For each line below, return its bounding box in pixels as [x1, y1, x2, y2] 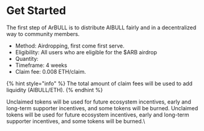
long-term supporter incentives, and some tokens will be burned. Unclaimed [6, 104, 199, 112]
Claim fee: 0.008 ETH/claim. [15, 68, 87, 75]
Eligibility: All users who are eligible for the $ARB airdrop [15, 48, 158, 55]
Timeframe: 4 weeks [15, 62, 67, 69]
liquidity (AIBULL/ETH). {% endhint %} [6, 86, 103, 93]
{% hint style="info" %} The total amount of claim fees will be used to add [6, 80, 193, 87]
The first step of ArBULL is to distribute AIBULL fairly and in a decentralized [6, 24, 197, 31]
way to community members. [6, 30, 80, 37]
